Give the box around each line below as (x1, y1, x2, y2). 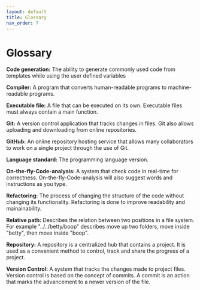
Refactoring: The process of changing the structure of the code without (6, 192, 184, 199)
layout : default (6, 8, 47, 15)
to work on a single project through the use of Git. (6, 144, 129, 152)
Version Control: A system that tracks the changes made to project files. (6, 265, 186, 273)
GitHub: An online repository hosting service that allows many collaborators (6, 138, 193, 145)
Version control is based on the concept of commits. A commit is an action (6, 272, 190, 279)
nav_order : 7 (6, 20, 39, 26)
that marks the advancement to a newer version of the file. (6, 278, 151, 286)
